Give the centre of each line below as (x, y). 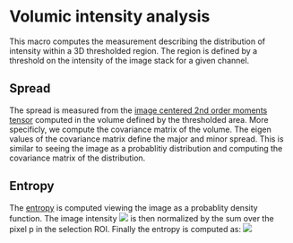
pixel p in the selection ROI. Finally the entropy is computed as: (125, 229)
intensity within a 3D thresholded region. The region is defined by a (134, 50)
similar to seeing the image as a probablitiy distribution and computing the (146, 148)
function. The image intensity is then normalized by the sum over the (142, 218)
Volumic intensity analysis (110, 17)
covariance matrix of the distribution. (78, 158)
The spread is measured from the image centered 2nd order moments (138, 110)
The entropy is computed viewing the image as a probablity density (134, 207)
